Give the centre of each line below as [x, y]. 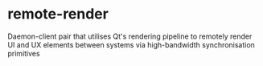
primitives [24, 53]
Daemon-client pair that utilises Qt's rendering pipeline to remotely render [130, 36]
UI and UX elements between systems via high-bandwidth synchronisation [131, 44]
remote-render [58, 14]
